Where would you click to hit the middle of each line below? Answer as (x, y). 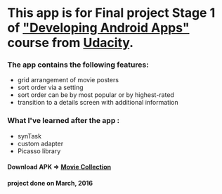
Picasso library (39, 151)
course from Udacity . (71, 43)
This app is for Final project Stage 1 (111, 13)
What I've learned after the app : (64, 121)
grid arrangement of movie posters (68, 80)
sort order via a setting (50, 88)
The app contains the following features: (78, 65)
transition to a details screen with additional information (98, 103)
